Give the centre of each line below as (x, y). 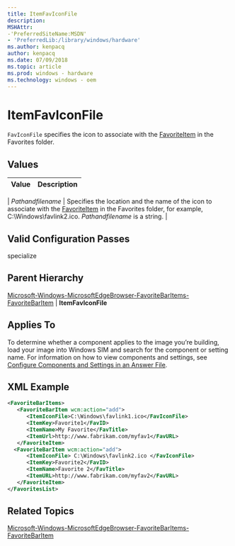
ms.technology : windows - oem (52, 80)
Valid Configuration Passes (69, 239)
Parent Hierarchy (45, 278)
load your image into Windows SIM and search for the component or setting (118, 350)
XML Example (38, 387)
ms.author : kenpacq (36, 47)
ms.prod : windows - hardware (50, 73)
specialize (22, 255)
